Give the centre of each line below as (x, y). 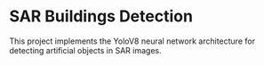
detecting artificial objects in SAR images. (85, 50)
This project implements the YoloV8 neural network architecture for (132, 41)
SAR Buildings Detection (101, 16)
